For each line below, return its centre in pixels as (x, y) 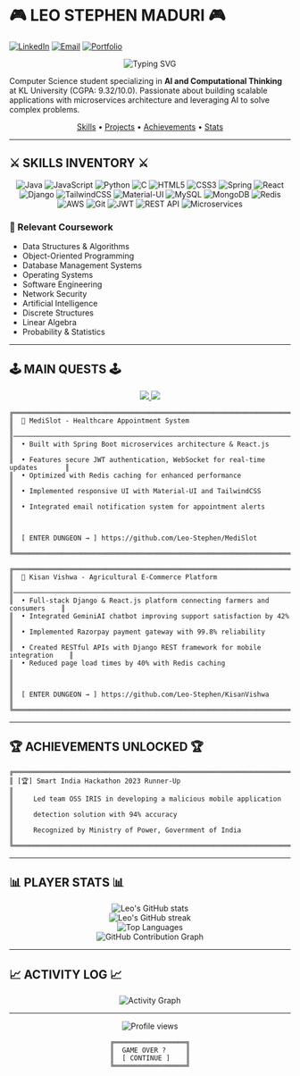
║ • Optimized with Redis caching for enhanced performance (125, 475)
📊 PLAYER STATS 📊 (67, 883)
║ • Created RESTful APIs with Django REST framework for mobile (135, 647)
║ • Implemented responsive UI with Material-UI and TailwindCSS (135, 491)
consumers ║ (37, 608)
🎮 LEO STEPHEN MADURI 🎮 (117, 16)
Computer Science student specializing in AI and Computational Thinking (146, 80)
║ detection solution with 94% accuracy (93, 814)
